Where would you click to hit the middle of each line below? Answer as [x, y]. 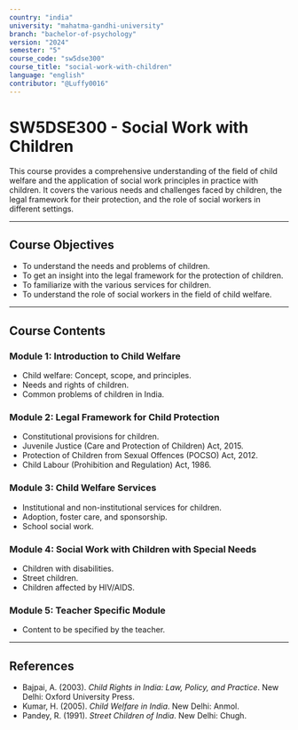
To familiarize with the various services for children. [116, 285]
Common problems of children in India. [93, 394]
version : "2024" [39, 42]
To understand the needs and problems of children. [116, 266]
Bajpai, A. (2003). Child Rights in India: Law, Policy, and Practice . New [150, 687]
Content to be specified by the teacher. [94, 630]
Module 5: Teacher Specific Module [87, 610]
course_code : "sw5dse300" [57, 59]
